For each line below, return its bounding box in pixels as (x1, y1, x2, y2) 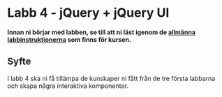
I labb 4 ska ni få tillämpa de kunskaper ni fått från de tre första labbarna (7, 74, 216, 82)
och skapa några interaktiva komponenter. (7, 82, 129, 90)
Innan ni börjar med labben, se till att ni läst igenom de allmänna (7, 28, 195, 36)
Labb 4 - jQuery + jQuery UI (7, 5, 170, 21)
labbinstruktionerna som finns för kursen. (7, 35, 131, 43)
